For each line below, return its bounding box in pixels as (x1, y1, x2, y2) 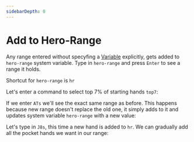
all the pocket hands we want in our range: (6, 129, 109, 136)
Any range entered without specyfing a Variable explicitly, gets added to (6, 53, 180, 60)
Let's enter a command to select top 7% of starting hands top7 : (6, 88, 158, 95)
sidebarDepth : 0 (6, 8, 46, 15)
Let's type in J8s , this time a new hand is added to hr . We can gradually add (6, 123, 188, 130)
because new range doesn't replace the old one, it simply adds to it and (6, 106, 179, 113)
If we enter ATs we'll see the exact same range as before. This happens (6, 99, 177, 106)
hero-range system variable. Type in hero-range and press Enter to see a (6, 59, 181, 66)
